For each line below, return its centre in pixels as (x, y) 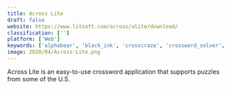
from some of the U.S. (39, 79)
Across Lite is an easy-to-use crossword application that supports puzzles (113, 71)
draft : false (26, 20)
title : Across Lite (35, 13)
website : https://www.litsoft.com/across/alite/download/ (93, 26)
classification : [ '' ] (38, 33)
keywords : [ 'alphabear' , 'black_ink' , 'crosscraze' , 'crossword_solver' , (116, 46)
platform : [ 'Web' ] (34, 39)
